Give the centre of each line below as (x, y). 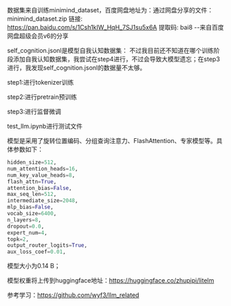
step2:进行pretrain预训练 (42, 97)
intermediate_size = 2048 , (43, 201)
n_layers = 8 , (24, 220)
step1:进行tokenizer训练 (41, 82)
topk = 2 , (18, 239)
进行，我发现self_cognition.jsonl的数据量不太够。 (77, 68)
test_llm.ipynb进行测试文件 (45, 126)
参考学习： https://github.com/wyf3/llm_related (73, 295)
